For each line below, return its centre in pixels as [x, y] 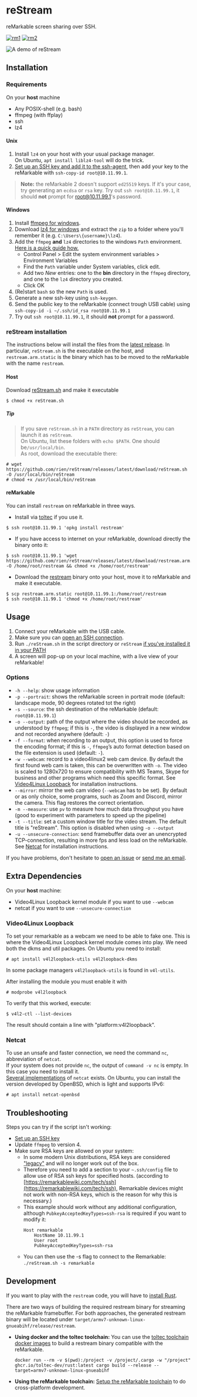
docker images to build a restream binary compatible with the [89, 1343]
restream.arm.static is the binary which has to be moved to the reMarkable [98, 357]
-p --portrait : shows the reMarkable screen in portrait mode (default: [100, 696]
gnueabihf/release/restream [40, 1326]
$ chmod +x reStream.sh [35, 401]
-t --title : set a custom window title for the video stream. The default [100, 821]
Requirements [27, 85]
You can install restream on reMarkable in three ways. [71, 505]
